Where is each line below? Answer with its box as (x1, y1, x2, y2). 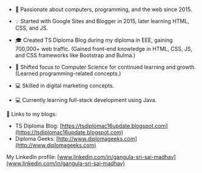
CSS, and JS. (15, 24, 49, 32)
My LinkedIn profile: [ (6, 154, 59, 160)
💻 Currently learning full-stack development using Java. (15, 97, 157, 103)
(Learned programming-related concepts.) (15, 70, 121, 77)
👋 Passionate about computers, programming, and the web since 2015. (15, 6, 192, 13)
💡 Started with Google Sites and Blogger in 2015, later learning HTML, (15, 18, 190, 24)
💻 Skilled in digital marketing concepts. (15, 82, 115, 89)
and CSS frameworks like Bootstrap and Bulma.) (15, 52, 136, 59)
